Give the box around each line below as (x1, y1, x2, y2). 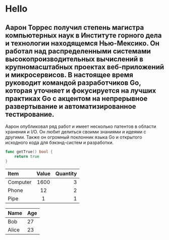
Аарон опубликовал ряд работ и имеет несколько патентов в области (5, 123, 156, 129)
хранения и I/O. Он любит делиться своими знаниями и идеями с (5, 129, 146, 134)
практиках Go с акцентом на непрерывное (5, 94, 148, 103)
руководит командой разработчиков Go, (5, 78, 141, 87)
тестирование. (5, 110, 54, 119)
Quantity (55, 170, 77, 177)
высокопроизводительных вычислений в (5, 55, 144, 63)
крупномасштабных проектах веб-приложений (5, 63, 164, 71)
